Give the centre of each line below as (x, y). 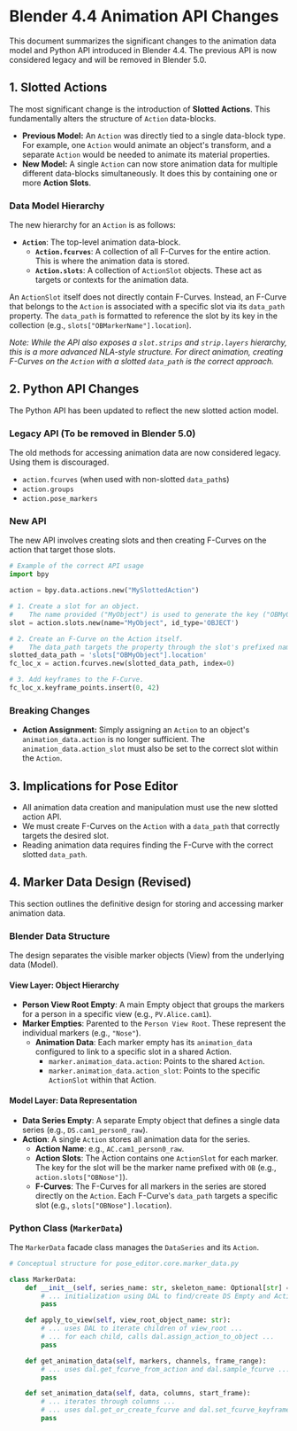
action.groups (48, 489)
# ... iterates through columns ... (108, 1402)
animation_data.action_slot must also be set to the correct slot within (150, 749)
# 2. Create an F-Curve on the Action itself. (96, 639)
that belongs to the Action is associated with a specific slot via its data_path (147, 307)
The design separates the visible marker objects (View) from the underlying (147, 956)
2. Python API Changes (74, 389)
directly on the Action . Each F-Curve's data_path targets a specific (156, 1195)
